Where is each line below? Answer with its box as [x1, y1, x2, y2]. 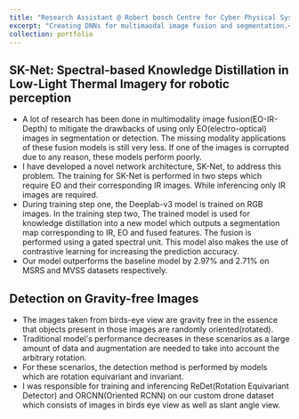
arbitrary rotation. [21, 352, 87, 363]
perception [9, 90, 72, 105]
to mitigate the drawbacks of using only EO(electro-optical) [49, 124, 267, 134]
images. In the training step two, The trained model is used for [21, 208, 251, 219]
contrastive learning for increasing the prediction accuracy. [21, 246, 240, 257]
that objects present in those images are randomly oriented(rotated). [21, 324, 274, 334]
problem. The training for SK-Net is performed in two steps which [21, 171, 263, 181]
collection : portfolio [9, 29, 93, 38]
